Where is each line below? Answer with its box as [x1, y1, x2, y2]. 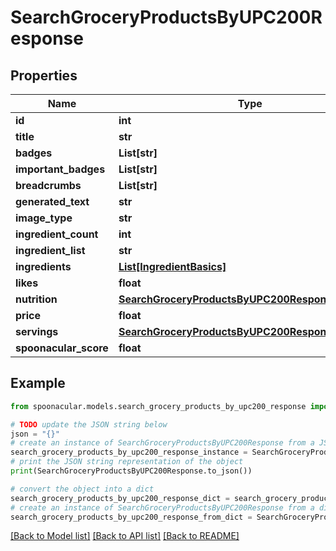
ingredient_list [15, 244, 86, 257]
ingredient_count [15, 227, 99, 241]
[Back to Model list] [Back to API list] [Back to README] [10, 530, 240, 542]
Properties [10, 67, 78, 84]
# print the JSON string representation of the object [10, 457, 244, 467]
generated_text [15, 195, 90, 208]
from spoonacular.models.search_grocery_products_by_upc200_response [10, 401, 307, 411]
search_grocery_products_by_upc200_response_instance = [10, 447, 248, 458]
